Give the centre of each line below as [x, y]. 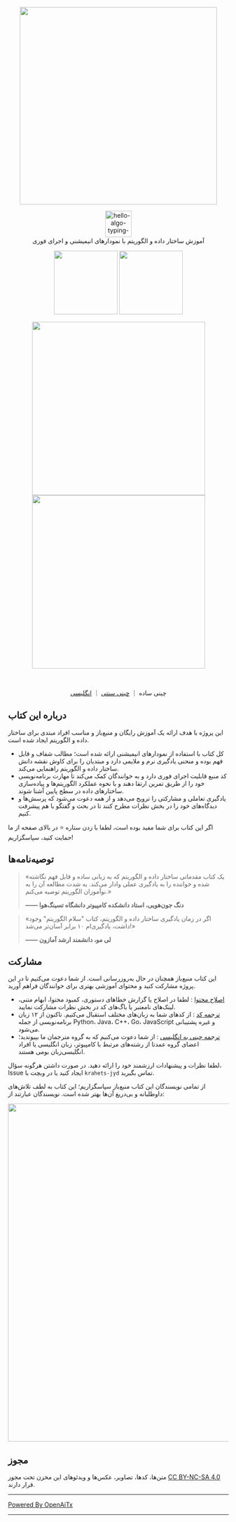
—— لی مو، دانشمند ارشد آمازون [68, 939]
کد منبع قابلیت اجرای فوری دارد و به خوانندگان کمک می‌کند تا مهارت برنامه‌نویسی [122, 775]
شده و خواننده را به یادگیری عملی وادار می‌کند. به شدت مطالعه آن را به [117, 884]
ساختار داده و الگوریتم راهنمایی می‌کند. [68, 768]
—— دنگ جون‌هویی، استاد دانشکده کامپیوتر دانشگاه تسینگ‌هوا [104, 905]
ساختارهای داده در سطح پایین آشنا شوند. [71, 791]
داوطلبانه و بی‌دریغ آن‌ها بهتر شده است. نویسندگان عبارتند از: [86, 1094]
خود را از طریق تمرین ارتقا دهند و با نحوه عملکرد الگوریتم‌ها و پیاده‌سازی [111, 783]
